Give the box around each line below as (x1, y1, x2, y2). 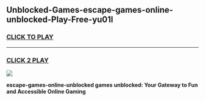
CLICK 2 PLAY (6, 56, 49, 64)
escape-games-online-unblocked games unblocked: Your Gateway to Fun (6, 81, 198, 88)
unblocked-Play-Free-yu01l (6, 15, 113, 25)
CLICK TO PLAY (6, 33, 54, 42)
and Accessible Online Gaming (6, 88, 86, 95)
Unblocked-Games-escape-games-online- (6, 5, 174, 15)
